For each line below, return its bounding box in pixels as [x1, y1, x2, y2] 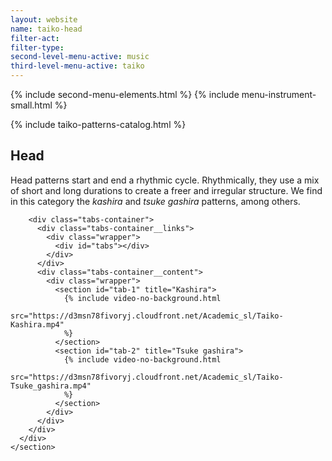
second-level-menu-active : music [10, 52, 150, 62]
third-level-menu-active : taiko [10, 61, 145, 71]
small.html [10, 99, 53, 111]
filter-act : [10, 33, 60, 43]
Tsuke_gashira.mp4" [10, 381, 92, 391]
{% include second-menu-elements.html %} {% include [10, 89, 240, 100]
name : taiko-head [10, 24, 83, 34]
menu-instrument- [241, 89, 317, 100]
